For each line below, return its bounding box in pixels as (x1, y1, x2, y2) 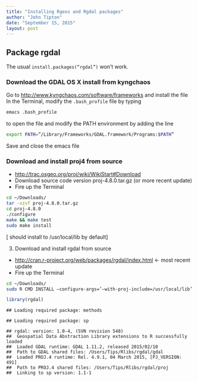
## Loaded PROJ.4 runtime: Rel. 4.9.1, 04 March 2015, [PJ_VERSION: (6, 355, 183, 361)
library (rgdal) (6, 297, 44, 303)
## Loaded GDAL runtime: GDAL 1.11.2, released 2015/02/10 (6, 344, 159, 350)
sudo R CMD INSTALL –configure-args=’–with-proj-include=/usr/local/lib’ (6, 286, 193, 292)
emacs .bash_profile (6, 109, 58, 115)
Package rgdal (6, 47, 61, 57)
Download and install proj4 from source (6, 157, 123, 165)
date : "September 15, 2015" (6, 20, 76, 26)
